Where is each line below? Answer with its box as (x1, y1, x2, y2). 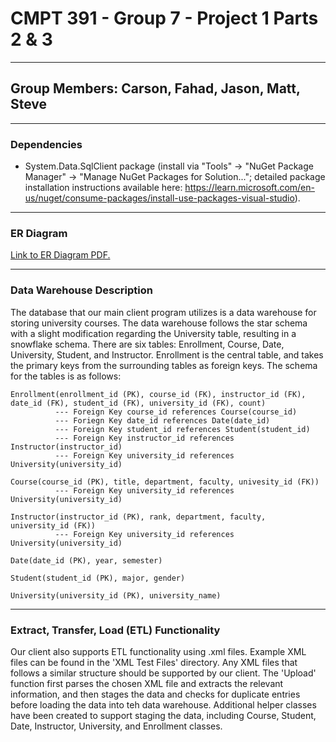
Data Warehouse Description (10, 283, 153, 297)
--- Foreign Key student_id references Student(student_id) (54, 424, 311, 434)
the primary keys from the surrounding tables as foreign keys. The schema (10, 359, 318, 371)
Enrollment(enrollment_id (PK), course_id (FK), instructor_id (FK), (10, 389, 307, 399)
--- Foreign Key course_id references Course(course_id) (54, 407, 298, 417)
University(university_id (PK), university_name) (10, 590, 222, 601)
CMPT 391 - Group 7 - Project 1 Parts (10, 7, 319, 30)
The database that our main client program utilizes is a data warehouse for (10, 306, 317, 318)
